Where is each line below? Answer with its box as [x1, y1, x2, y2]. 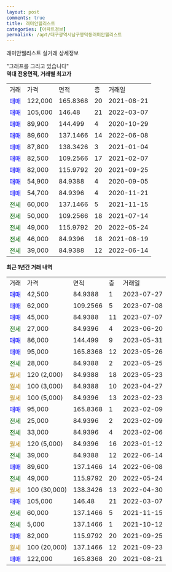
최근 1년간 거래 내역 [6, 263, 53, 271]
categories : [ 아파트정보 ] [6, 26, 66, 33]
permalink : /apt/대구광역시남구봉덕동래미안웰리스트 [6, 32, 122, 38]
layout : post [6, 9, 40, 15]
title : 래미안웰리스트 [6, 20, 55, 26]
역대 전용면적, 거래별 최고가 [6, 70, 72, 77]
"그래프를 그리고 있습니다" [6, 63, 69, 70]
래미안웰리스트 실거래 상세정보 [6, 50, 79, 57]
